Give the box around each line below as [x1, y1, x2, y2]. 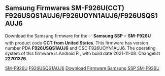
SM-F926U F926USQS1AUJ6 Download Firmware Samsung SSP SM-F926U [5, 65, 160, 71]
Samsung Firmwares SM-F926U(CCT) [5, 4, 125, 12]
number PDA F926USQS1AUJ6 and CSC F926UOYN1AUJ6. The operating [5, 45, 156, 51]
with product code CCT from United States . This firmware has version [5, 39, 149, 46]
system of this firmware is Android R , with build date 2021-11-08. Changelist [5, 50, 160, 56]
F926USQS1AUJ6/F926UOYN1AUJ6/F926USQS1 [5, 12, 158, 20]
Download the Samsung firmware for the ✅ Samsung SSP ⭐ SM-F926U [5, 33, 151, 38]
